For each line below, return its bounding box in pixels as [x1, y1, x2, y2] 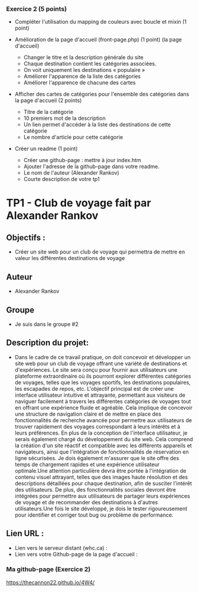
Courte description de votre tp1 [23, 176, 100, 183]
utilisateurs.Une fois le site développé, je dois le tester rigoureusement [14, 505, 188, 512]
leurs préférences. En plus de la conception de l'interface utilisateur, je [14, 429, 188, 436]
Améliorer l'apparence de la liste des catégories [23, 73, 141, 80]
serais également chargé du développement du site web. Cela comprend [14, 435, 193, 442]
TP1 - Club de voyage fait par [6, 197, 151, 210]
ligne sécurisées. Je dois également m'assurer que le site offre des [14, 454, 179, 461]
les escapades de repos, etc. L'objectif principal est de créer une [14, 385, 174, 392]
